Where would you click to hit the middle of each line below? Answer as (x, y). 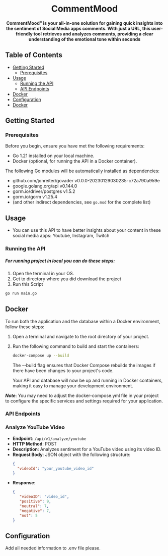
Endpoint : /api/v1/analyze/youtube (49, 438)
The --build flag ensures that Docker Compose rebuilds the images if (84, 365)
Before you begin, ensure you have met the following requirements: (75, 146)
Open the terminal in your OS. (43, 273)
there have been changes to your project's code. (63, 370)
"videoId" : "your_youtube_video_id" (56, 468)
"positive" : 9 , (35, 501)
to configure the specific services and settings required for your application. (84, 401)
